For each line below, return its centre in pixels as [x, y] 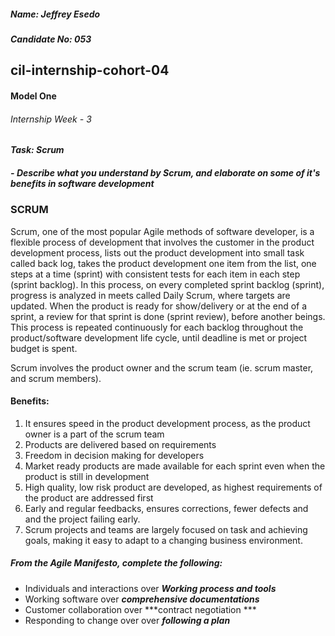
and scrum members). [56, 378]
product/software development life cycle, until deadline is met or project [159, 337]
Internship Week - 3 [51, 119]
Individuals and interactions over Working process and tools [150, 588]
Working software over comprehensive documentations [142, 599]
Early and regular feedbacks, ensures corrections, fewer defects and [166, 508]
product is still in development [87, 476]
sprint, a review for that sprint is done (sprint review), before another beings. [168, 316]
